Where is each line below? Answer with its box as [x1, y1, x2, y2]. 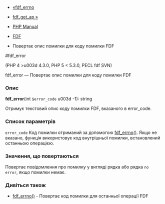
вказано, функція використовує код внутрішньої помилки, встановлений [5, 134, 160, 140]
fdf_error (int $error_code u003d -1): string [5, 96, 92, 102]
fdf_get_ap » [12, 14, 38, 19]
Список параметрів [5, 118, 56, 125]
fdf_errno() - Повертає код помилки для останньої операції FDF [12, 193, 148, 199]
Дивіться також [5, 181, 46, 188]
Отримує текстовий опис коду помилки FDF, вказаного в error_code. [5, 105, 152, 111]
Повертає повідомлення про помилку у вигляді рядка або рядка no [5, 163, 149, 169]
